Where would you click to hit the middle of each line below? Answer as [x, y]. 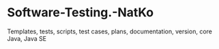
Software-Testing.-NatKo [81, 13]
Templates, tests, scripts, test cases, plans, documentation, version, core [110, 31]
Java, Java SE [27, 38]
